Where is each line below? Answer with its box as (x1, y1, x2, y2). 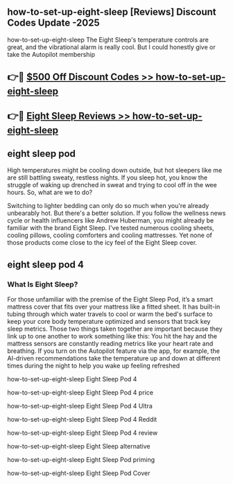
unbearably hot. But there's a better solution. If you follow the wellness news (7, 209, 226, 218)
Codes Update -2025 (7, 17, 100, 29)
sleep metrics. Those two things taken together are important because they (7, 325, 223, 333)
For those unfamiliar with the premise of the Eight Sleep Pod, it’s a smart (7, 295, 214, 304)
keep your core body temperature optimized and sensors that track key (7, 318, 211, 326)
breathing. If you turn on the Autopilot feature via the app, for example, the (7, 347, 221, 355)
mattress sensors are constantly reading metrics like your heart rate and (7, 340, 214, 348)
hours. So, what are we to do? (7, 188, 93, 197)
